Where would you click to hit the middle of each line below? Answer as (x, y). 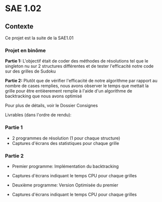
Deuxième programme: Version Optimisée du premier (65, 185)
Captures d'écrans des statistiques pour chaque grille (66, 143)
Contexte (19, 26)
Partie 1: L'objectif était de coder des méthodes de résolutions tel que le (77, 61)
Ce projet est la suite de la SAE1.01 (39, 38)
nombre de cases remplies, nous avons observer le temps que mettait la (77, 86)
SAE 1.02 (23, 8)
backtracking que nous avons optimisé (44, 96)
